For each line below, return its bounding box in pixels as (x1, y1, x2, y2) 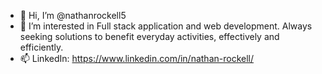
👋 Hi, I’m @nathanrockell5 (19, 10, 127, 21)
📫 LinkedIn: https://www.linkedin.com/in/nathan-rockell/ (19, 53, 255, 64)
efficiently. (19, 41, 64, 53)
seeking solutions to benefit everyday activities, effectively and (19, 31, 280, 42)
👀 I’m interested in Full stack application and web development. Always (19, 20, 313, 32)
